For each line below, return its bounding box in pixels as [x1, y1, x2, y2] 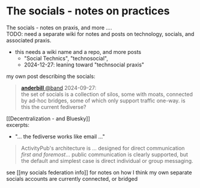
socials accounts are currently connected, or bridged [6, 175, 138, 182]
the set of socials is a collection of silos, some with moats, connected [20, 90, 193, 98]
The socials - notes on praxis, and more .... [6, 24, 112, 31]
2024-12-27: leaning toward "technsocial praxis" [23, 61, 145, 68]
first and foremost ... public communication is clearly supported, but [20, 151, 188, 158]
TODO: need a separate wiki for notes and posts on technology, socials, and [6, 30, 195, 37]
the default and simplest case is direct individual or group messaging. [20, 157, 193, 164]
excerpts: [6, 121, 30, 128]
